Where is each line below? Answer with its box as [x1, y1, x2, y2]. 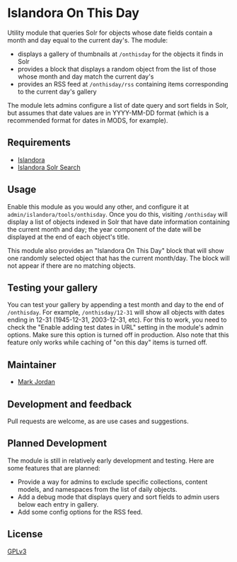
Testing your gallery [7, 281, 98, 293]
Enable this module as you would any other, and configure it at [7, 202, 190, 210]
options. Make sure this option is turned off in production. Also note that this [7, 331, 229, 339]
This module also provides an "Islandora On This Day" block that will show [7, 246, 224, 254]
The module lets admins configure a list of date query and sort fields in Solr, [7, 101, 229, 109]
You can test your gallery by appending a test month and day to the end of [7, 300, 224, 309]
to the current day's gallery [17, 87, 97, 96]
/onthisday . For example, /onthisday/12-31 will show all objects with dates [7, 308, 225, 317]
